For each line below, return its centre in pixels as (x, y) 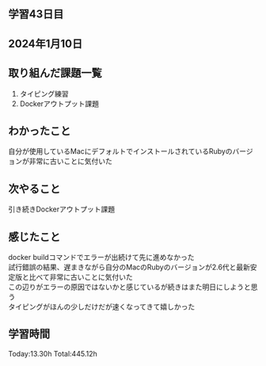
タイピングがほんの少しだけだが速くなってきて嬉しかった (102, 307)
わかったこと (40, 130)
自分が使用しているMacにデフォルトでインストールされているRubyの (120, 151)
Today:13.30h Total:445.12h (53, 353)
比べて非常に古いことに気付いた (81, 277)
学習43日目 (36, 14)
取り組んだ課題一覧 (55, 73)
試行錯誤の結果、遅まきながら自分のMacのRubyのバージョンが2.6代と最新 (129, 267)
